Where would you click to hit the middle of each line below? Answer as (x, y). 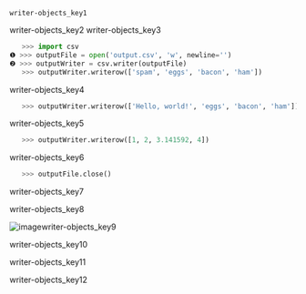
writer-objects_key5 (47, 124)
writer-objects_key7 (47, 192)
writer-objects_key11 (48, 262)
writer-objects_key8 (47, 209)
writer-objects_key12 (49, 280)
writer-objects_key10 (49, 245)
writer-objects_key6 (47, 157)
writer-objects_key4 (47, 89)
